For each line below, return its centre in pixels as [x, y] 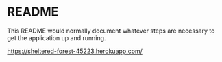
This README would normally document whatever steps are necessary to [111, 31]
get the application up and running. [57, 37]
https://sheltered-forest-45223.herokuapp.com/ [75, 51]
